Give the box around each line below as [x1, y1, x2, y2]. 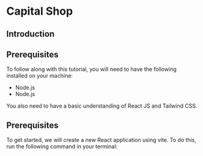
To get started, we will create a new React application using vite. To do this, [6, 136, 197, 144]
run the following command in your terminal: [6, 143, 118, 150]
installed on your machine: [6, 72, 73, 80]
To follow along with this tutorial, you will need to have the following [6, 65, 177, 73]
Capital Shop [6, 4, 73, 18]
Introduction [6, 29, 55, 39]
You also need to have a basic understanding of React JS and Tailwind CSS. [6, 102, 197, 110]
